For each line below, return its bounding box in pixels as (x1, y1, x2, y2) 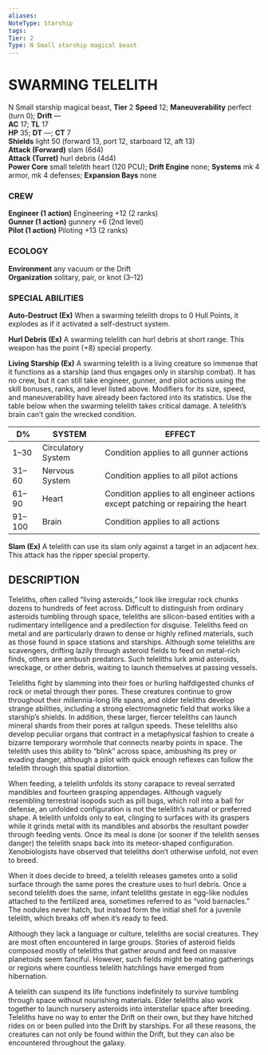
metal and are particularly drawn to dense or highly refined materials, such (8, 628, 254, 638)
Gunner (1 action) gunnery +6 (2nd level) (8, 217, 144, 227)
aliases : (8, 11, 37, 20)
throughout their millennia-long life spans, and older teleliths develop (8, 695, 235, 704)
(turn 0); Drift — (8, 111, 61, 121)
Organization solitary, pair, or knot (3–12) (8, 272, 144, 282)
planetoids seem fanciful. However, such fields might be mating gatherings (8, 954, 254, 964)
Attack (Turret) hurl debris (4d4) (8, 154, 116, 163)
